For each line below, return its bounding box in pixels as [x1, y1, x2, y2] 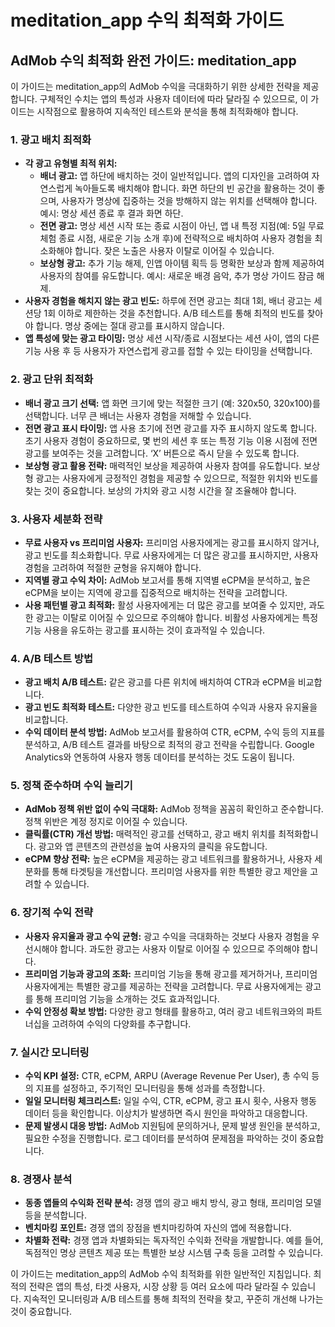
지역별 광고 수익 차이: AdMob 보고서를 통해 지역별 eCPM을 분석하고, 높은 [24, 574, 311, 586]
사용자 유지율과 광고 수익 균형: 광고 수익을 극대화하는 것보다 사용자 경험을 [24, 930, 310, 942]
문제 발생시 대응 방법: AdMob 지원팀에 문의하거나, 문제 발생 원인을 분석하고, [24, 1120, 321, 1132]
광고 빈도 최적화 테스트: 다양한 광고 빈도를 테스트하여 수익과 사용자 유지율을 [24, 701, 318, 713]
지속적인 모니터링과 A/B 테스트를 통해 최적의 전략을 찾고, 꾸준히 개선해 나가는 [23, 1293, 324, 1305]
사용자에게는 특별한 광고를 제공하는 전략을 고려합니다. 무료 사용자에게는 [24, 980, 303, 992]
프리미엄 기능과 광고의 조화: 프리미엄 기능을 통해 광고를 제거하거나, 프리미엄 [24, 967, 318, 980]
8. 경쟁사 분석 [10, 1172, 73, 1186]
